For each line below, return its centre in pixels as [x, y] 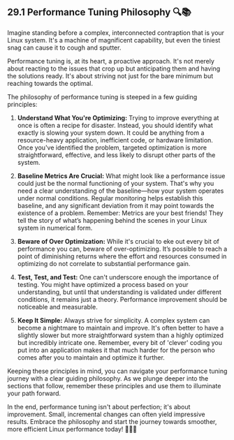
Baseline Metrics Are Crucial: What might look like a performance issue [121, 176]
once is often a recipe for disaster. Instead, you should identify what [115, 125]
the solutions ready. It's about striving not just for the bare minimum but [110, 75]
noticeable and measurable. [57, 307]
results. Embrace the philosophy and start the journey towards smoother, [112, 421]
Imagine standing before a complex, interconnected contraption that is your [116, 32]
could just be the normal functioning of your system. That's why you [116, 183]
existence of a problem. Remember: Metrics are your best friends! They [120, 213]
